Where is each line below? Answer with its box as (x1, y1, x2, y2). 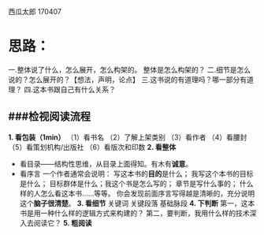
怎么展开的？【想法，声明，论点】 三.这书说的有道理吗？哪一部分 (28, 74, 240, 84)
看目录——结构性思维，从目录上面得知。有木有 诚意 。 (19, 159, 193, 168)
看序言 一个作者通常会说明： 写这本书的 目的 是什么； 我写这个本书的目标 (19, 169, 254, 178)
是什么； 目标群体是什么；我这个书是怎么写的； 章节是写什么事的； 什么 (19, 178, 254, 188)
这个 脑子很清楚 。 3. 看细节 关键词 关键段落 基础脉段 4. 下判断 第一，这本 (19, 198, 255, 207)
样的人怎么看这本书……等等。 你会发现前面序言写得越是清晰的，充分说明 (19, 188, 255, 198)
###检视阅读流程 (8, 110, 91, 124)
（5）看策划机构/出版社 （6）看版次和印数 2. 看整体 (8, 142, 177, 151)
